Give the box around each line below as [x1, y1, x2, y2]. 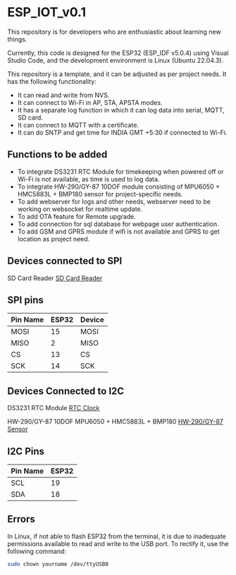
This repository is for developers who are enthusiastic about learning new [7, 27, 221, 36]
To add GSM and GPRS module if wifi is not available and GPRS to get [17, 227, 220, 236]
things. [7, 34, 27, 43]
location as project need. [17, 234, 90, 243]
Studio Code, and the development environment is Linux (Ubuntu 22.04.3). [7, 56, 224, 64]
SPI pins [7, 293, 44, 306]
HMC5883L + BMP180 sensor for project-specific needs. [17, 189, 183, 198]
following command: [7, 547, 67, 555]
